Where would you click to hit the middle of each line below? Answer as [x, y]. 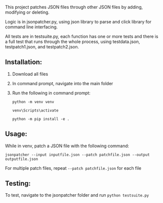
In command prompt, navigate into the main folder [63, 83]
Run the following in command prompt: [51, 93]
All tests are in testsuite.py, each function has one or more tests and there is [82, 36]
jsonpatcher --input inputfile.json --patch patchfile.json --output [78, 155]
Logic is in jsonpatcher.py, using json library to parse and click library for [78, 22]
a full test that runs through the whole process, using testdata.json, [73, 42]
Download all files [30, 74]
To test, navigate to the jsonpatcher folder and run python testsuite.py [77, 195]
